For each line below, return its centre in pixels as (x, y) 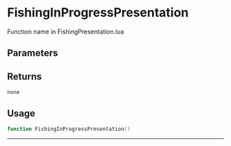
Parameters (33, 53)
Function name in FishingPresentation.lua (66, 32)
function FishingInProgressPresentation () (69, 129)
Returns (25, 76)
